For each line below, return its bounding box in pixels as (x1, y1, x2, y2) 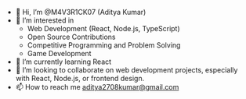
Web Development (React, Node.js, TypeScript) (27, 24, 180, 33)
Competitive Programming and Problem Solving (27, 41, 181, 50)
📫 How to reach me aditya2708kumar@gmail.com (15, 83, 179, 91)
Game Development (27, 49, 92, 58)
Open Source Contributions (27, 32, 116, 41)
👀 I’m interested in (15, 16, 74, 25)
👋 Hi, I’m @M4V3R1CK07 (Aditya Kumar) (15, 8, 147, 16)
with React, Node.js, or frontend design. (15, 74, 145, 83)
